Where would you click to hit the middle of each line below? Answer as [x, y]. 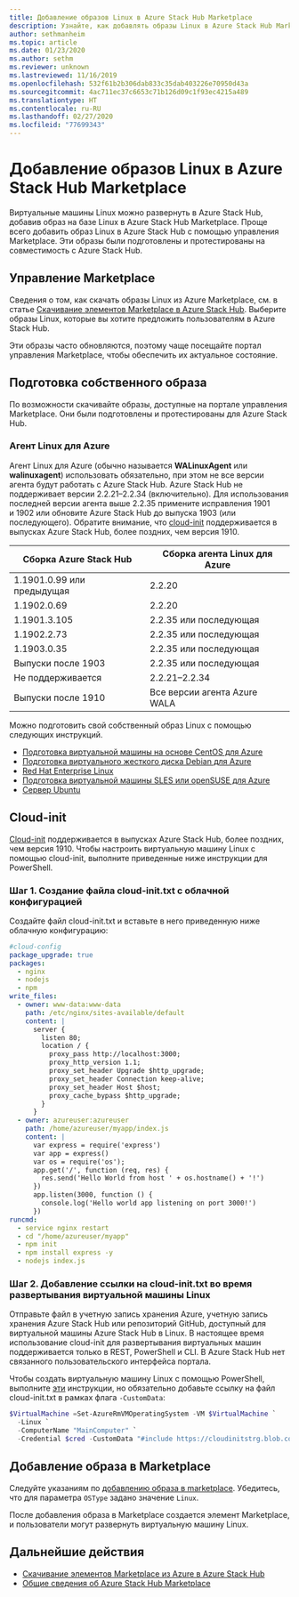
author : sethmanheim [48, 34]
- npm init [37, 1245]
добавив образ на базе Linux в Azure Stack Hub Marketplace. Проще [138, 222]
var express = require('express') [97, 1145]
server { [49, 1029]
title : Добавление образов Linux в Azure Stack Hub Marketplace [131, 17]
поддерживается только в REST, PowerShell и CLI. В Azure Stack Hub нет [147, 1352]
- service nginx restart [63, 1228]
